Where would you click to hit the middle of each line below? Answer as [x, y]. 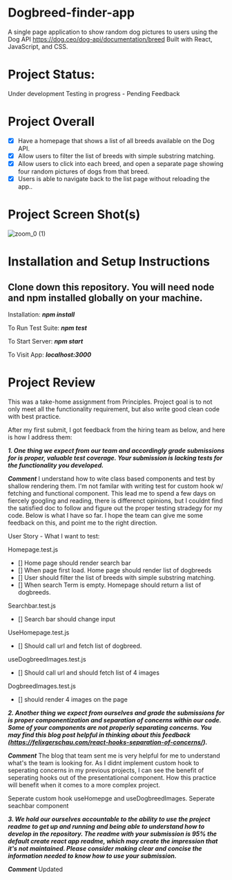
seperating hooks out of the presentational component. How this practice [112, 777]
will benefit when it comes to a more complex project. [84, 785]
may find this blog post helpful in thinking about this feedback [99, 735]
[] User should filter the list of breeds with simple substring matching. [117, 577]
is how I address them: [40, 437]
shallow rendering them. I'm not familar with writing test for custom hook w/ [116, 486]
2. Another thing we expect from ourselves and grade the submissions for [116, 713]
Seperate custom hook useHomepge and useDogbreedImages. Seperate [111, 798]
